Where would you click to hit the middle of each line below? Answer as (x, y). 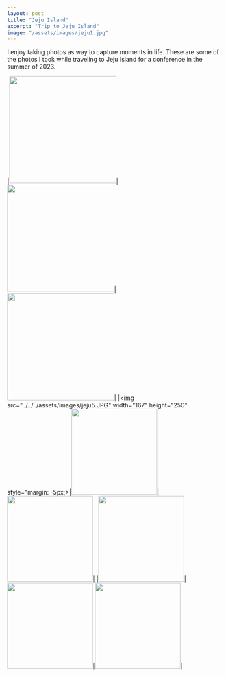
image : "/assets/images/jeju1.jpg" (58, 33)
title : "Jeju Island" (38, 20)
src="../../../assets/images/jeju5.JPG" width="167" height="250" (97, 405)
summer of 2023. (32, 67)
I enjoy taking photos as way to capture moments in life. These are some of (113, 52)
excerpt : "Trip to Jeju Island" (53, 26)
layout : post (26, 13)
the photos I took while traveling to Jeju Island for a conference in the (105, 60)
